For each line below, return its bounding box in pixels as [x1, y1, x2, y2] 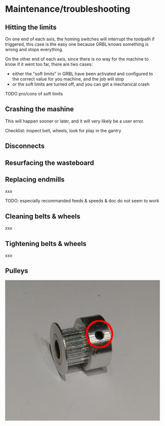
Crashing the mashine [5, 105, 74, 114]
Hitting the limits [5, 23, 57, 31]
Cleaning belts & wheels [5, 212, 81, 220]
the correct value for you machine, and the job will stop [12, 76, 124, 82]
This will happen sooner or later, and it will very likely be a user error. [5, 118, 144, 124]
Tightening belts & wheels [5, 240, 87, 248]
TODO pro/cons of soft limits [5, 91, 63, 96]
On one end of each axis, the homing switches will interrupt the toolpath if [5, 36, 155, 42]
